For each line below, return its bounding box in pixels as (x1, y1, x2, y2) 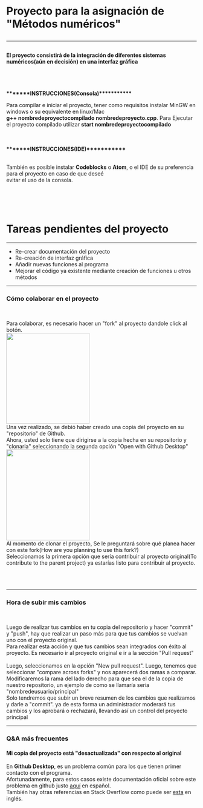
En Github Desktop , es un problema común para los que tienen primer (6, 763, 182, 770)
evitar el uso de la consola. (6, 176, 73, 183)
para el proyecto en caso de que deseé (6, 169, 104, 177)
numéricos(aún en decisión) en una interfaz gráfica (6, 58, 138, 65)
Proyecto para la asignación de (6, 4, 164, 18)
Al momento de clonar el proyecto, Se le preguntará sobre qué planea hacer (6, 540, 195, 547)
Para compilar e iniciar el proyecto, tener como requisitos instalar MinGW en (6, 101, 196, 108)
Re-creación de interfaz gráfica (14, 254, 94, 261)
